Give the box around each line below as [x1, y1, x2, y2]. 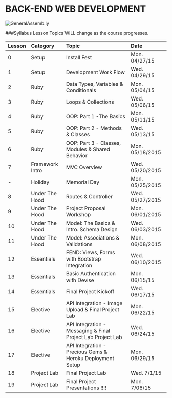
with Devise [66, 276, 94, 284]
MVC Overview [66, 164, 102, 171]
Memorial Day [66, 178, 100, 185]
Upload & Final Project [66, 306, 119, 313]
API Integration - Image [66, 300, 123, 307]
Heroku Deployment [66, 354, 114, 362]
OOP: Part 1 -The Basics [66, 113, 125, 120]
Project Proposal [66, 205, 106, 212]
